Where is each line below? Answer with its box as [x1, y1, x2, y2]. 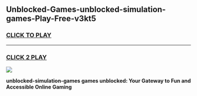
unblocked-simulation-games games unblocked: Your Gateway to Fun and [6, 77, 191, 84]
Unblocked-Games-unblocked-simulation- [6, 5, 166, 15]
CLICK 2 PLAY [6, 53, 47, 61]
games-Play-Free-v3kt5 [6, 14, 97, 24]
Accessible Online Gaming [6, 83, 72, 90]
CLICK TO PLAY [6, 31, 52, 40]
